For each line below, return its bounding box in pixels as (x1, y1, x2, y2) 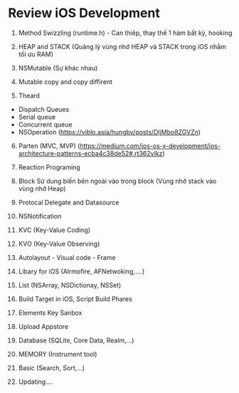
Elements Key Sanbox (18, 308, 83, 317)
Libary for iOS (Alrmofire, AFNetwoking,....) (18, 267, 145, 276)
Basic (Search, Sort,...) (18, 363, 85, 372)
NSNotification (18, 211, 62, 220)
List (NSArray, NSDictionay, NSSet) (18, 281, 122, 289)
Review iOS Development (8, 5, 161, 21)
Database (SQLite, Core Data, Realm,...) (18, 336, 134, 345)
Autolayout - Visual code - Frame (18, 253, 116, 261)
